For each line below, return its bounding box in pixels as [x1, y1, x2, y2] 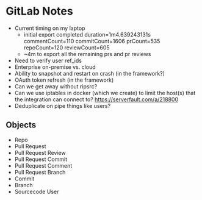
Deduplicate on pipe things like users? [14, 102, 111, 109]
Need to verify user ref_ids [14, 57, 82, 64]
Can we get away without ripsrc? [14, 82, 98, 90]
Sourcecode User [14, 188, 59, 195]
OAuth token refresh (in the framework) [14, 76, 114, 84]
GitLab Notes [5, 4, 74, 18]
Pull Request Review [14, 149, 66, 156]
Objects [5, 120, 37, 130]
